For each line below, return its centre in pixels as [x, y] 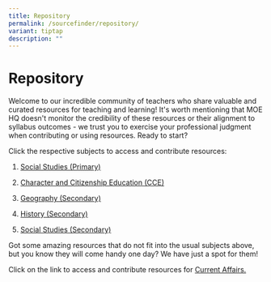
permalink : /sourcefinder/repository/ [74, 23]
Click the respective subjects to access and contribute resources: [118, 152]
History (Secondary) [54, 214]
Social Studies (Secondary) [66, 230]
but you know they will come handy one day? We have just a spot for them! [133, 254]
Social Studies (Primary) [60, 167]
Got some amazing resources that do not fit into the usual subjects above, [131, 246]
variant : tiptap [36, 31]
